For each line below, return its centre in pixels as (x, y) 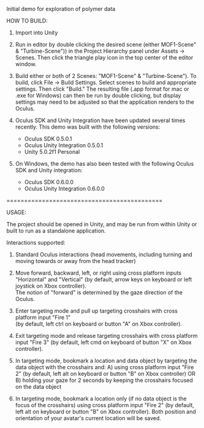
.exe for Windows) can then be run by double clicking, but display (98, 95)
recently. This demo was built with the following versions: (88, 127)
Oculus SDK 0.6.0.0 (49, 182)
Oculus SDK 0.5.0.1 (48, 139)
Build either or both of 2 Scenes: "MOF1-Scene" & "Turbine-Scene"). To (106, 76)
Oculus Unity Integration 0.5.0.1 (64, 145)
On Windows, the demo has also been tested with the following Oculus (104, 164)
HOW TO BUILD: (27, 21)
